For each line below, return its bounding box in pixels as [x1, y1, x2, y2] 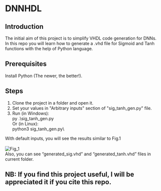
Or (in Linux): [12, 121, 39, 127]
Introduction [5, 22, 44, 31]
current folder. [5, 156, 34, 162]
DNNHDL [5, 3, 42, 14]
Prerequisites [5, 60, 47, 68]
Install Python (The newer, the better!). [5, 73, 82, 79]
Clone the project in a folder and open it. [12, 100, 94, 106]
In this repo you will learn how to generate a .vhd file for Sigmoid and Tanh [5, 41, 155, 46]
